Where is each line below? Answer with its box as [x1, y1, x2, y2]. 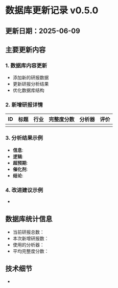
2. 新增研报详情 [5, 101, 43, 109]
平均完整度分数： [12, 248, 49, 254]
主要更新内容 [5, 45, 46, 54]
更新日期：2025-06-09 [5, 27, 80, 35]
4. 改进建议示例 [5, 187, 43, 194]
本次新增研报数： [12, 235, 49, 241]
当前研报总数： [12, 229, 44, 235]
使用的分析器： [12, 242, 44, 248]
